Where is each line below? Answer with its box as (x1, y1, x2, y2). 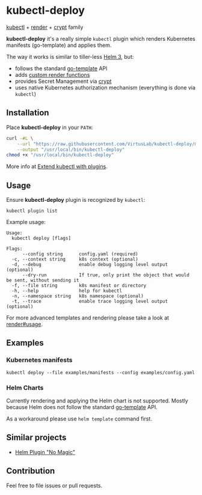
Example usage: (6, 219, 46, 226)
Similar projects (6, 433, 67, 443)
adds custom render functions (14, 71, 90, 78)
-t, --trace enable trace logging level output (11, 299, 168, 305)
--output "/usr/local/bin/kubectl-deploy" (17, 147, 125, 153)
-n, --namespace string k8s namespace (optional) (11, 293, 144, 299)
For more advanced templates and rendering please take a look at (6, 314, 170, 321)
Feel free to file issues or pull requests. (6, 482, 103, 489)
